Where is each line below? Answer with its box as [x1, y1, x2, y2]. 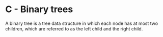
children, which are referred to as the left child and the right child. [5, 25, 143, 31]
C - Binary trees [5, 4, 73, 15]
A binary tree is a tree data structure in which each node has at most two [5, 20, 158, 26]
